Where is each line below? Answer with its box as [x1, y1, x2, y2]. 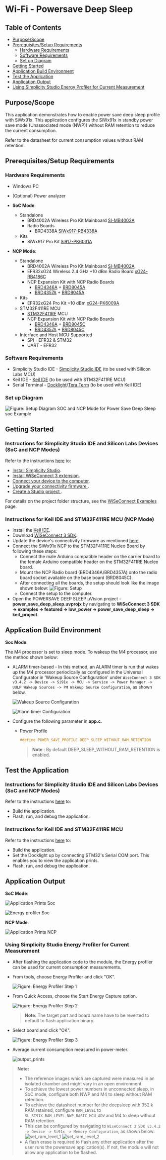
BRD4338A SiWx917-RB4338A [34, 228, 98, 234]
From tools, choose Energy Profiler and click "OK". [12, 973, 115, 979]
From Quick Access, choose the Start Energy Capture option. [12, 993, 137, 999]
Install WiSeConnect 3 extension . [12, 473, 80, 479]
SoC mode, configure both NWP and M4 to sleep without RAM [24, 1091, 152, 1097]
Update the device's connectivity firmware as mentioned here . [12, 538, 140, 544]
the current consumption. [5, 127, 57, 133]
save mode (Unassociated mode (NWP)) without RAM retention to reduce [5, 122, 155, 128]
